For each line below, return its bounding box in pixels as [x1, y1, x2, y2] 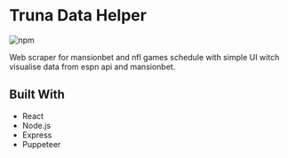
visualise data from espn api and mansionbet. [9, 61, 176, 72]
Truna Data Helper [9, 5, 147, 26]
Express [21, 130, 52, 140]
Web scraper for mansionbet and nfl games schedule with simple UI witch [9, 51, 280, 62]
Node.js [21, 120, 52, 130]
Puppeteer [21, 138, 61, 149]
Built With [9, 87, 65, 102]
